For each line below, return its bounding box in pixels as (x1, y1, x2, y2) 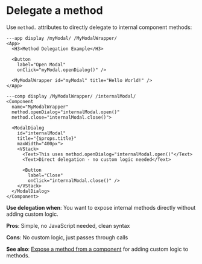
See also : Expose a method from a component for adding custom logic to (6, 245, 189, 253)
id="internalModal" (17, 130, 66, 136)
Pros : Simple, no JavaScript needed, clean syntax (6, 222, 130, 229)
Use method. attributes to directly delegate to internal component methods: (6, 24, 192, 31)
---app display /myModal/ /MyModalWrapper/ (6, 35, 118, 41)
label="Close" (28, 172, 63, 178)
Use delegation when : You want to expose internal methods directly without (6, 204, 196, 211)
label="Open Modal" (17, 61, 66, 68)
